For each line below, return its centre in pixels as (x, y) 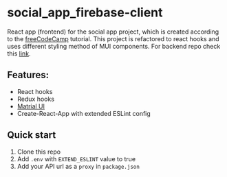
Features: (28, 75)
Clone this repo (39, 152)
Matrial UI (31, 106)
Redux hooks (36, 99)
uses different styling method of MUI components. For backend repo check (114, 46)
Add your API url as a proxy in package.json (78, 166)
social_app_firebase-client (85, 13)
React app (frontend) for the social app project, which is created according (113, 32)
